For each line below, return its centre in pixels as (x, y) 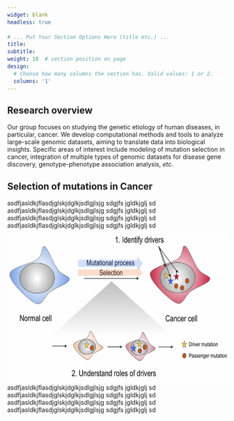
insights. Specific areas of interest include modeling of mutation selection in (116, 150)
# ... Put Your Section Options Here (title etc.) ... (88, 37)
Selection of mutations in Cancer (80, 186)
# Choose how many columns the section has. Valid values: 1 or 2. (114, 73)
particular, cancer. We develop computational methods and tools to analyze (116, 135)
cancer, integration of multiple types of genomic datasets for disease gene (114, 157)
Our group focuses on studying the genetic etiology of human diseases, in (114, 127)
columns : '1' (32, 81)
